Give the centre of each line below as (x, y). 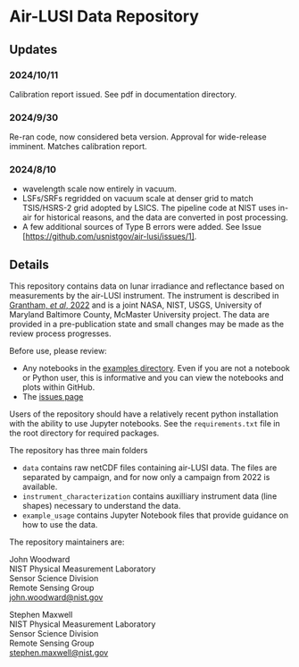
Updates (33, 50)
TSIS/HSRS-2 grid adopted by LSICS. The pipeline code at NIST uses (149, 208)
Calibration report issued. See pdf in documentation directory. (123, 94)
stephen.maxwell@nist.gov (59, 653)
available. (40, 487)
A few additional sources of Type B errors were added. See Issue (141, 227)
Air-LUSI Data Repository (104, 17)
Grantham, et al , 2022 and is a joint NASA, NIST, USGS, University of (136, 305)
